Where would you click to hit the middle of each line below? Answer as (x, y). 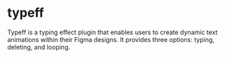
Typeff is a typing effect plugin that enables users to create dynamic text (112, 32)
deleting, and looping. (39, 47)
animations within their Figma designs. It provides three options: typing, (111, 39)
